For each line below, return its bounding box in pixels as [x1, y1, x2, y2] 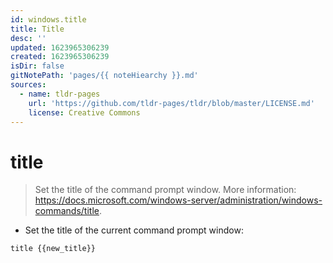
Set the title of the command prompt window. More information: [34, 184, 297, 196]
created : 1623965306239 [10, 52, 110, 62]
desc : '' [10, 33, 47, 43]
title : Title [10, 24, 65, 34]
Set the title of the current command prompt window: [24, 224, 244, 236]
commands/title [34, 205, 100, 217]
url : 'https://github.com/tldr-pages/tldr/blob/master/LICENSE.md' [28, 98, 315, 108]
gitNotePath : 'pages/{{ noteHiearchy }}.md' [10, 71, 199, 81]
